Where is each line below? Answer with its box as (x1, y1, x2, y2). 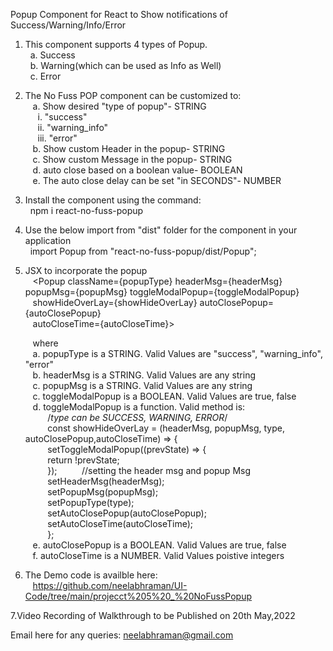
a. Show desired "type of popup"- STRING (32, 100, 207, 112)
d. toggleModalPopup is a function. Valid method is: (32, 401, 246, 413)
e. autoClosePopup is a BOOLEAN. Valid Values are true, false (32, 539, 287, 551)
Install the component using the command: (24, 194, 202, 206)
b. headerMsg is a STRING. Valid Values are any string (32, 369, 257, 381)
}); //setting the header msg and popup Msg (47, 465, 252, 476)
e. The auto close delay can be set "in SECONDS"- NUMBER (32, 175, 282, 186)
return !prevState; (47, 454, 120, 466)
